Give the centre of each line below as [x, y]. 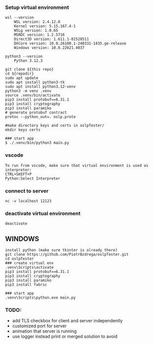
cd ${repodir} [20, 74]
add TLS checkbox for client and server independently [67, 321]
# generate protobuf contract [36, 113]
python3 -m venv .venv [28, 91]
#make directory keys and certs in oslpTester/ [55, 126]
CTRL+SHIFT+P [18, 174]
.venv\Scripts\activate [30, 268]
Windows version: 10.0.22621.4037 [49, 48]
